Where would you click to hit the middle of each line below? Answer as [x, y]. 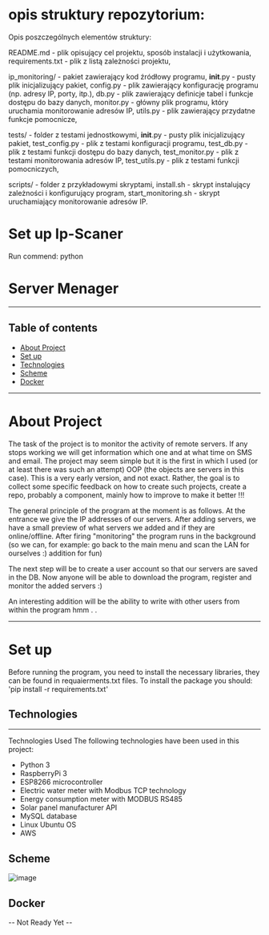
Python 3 [35, 765]
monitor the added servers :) [55, 585]
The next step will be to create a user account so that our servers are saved [133, 568]
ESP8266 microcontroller [61, 782]
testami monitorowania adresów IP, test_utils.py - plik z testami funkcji [124, 160]
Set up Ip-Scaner [66, 234]
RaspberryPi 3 [44, 774]
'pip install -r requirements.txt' [58, 689]
